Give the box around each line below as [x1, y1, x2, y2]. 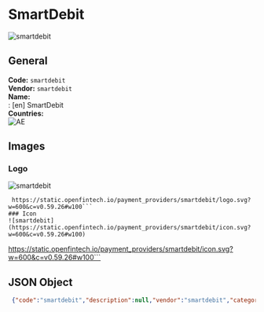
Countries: [8, 108, 44, 118]
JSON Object [8, 275, 73, 288]
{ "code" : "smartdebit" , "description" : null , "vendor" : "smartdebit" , [11, 296, 230, 304]
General [8, 54, 49, 68]
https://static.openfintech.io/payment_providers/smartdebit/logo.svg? [11, 196, 251, 204]
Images [8, 140, 46, 153]
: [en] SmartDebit [8, 100, 64, 109]
